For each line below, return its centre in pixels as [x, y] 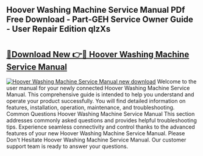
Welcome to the [177, 81]
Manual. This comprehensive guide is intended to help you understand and [100, 94]
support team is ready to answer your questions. [67, 146]
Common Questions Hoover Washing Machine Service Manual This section [101, 114]
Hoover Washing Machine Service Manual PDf [96, 10]
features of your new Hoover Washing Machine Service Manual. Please [96, 133]
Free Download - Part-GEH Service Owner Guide [100, 20]
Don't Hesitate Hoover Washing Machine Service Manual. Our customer [96, 140]
